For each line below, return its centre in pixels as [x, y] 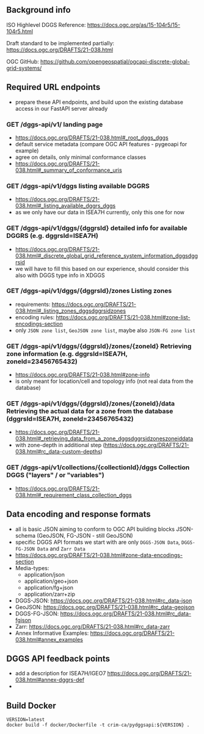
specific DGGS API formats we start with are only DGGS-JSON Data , [97, 542]
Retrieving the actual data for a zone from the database [90, 411]
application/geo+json [51, 581]
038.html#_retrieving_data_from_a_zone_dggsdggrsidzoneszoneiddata [104, 439]
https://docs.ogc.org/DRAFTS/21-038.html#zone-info [82, 375]
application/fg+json [49, 587]
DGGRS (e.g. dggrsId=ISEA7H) [53, 236]
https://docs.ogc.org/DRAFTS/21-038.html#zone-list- [123, 317]
